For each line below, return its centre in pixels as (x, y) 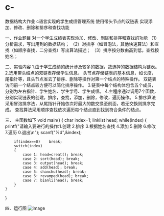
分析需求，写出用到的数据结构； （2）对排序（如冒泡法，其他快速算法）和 (80, 44)
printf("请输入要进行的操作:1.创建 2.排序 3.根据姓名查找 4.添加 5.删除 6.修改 (80, 126)
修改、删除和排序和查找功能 (41, 27)
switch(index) (28, 146)
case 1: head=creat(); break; (53, 154)
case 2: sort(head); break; (51, 159)
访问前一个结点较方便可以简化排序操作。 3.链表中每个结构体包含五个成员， (81, 85)
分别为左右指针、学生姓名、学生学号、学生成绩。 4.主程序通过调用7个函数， (82, 91)
